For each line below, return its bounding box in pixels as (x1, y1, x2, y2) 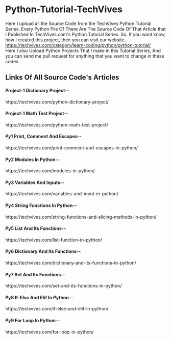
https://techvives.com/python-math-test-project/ (5, 121, 109, 128)
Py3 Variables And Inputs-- (5, 179, 65, 186)
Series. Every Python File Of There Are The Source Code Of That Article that (5, 25, 166, 32)
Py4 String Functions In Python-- (5, 202, 77, 208)
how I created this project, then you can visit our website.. (5, 37, 127, 43)
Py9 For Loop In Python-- (5, 317, 60, 323)
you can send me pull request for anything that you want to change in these (5, 53, 164, 59)
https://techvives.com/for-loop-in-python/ (5, 329, 94, 335)
